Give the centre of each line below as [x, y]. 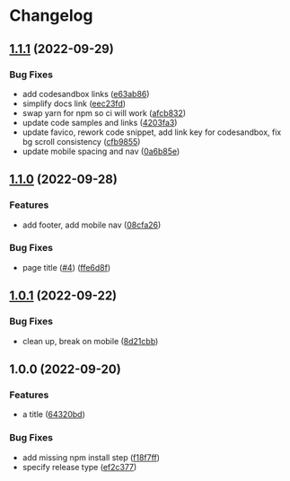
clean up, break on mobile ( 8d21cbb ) [90, 341]
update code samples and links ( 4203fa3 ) [100, 122]
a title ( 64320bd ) [53, 414]
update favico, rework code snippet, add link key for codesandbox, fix [152, 132]
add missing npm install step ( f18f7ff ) [91, 457]
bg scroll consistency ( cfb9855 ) [81, 141]
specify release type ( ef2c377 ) [79, 467]
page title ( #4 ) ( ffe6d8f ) [66, 267]
